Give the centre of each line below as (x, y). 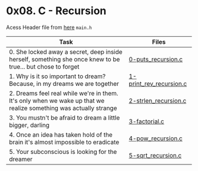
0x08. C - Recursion (56, 11)
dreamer (21, 159)
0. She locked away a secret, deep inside (66, 51)
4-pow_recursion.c (156, 138)
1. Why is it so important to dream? (57, 76)
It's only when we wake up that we (57, 101)
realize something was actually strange (63, 108)
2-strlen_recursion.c (158, 101)
